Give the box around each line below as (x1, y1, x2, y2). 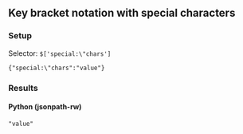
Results (8, 82, 38, 93)
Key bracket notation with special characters (8, 6, 236, 20)
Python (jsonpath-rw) (8, 102, 82, 112)
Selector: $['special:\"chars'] (8, 48, 112, 58)
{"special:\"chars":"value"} (8, 64, 105, 72)
